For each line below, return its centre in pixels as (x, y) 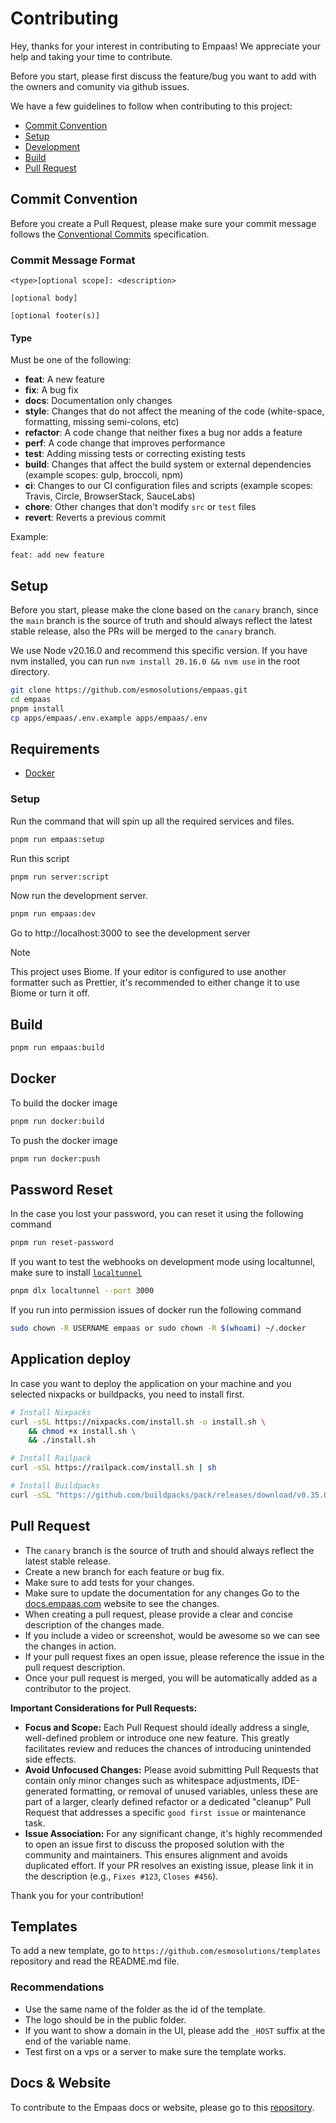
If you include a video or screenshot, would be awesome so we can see (172, 1635)
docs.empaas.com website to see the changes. (122, 1603)
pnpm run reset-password (62, 1243)
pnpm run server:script (60, 877)
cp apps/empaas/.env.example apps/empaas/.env (109, 718)
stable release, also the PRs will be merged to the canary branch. (143, 631)
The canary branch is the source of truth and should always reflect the (169, 1550)
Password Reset (61, 1189)
